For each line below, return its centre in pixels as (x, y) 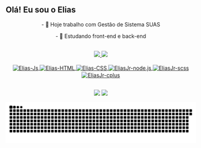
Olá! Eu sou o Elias (41, 10)
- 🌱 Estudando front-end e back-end (101, 36)
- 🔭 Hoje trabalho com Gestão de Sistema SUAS (101, 24)
